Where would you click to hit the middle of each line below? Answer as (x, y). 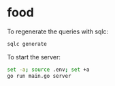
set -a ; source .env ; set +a (48, 70)
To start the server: (34, 57)
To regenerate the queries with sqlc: (58, 31)
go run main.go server (39, 76)
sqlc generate (27, 44)
